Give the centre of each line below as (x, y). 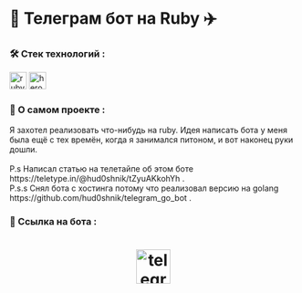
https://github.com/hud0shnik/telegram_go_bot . (100, 197)
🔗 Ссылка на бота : (53, 221)
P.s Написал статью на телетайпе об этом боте (102, 168)
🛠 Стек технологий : (57, 54)
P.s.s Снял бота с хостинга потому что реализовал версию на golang (144, 188)
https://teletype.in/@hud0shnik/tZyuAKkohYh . (97, 178)
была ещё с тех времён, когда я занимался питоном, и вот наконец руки (151, 140)
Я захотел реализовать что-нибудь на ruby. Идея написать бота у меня (148, 130)
